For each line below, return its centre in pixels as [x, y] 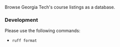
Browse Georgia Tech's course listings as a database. [60, 7]
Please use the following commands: [42, 31]
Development [21, 20]
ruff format [24, 41]
